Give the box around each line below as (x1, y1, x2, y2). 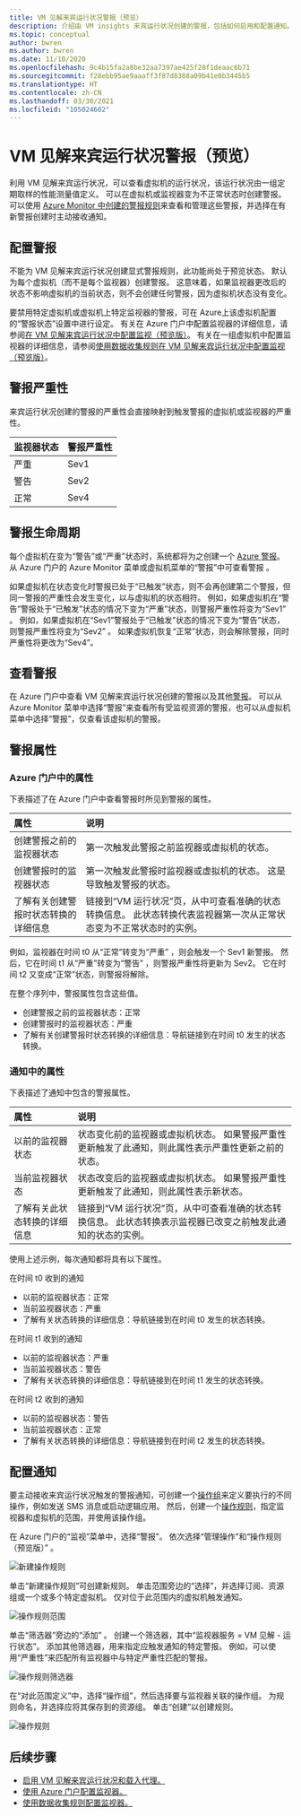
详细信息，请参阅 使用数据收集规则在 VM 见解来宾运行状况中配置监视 (32, 341, 286, 351)
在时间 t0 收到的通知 (9, 1273, 85, 1283)
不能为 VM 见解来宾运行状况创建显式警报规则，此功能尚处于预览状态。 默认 (9, 265, 288, 276)
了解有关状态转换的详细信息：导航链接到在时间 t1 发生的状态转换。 (21, 1375, 269, 1386)
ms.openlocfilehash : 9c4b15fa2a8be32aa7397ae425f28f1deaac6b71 (9, 64, 251, 73)
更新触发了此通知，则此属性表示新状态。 (77, 1186, 249, 1198)
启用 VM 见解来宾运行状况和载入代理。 (21, 1775, 166, 1786)
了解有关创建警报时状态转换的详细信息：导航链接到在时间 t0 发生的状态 (21, 1030, 287, 1040)
